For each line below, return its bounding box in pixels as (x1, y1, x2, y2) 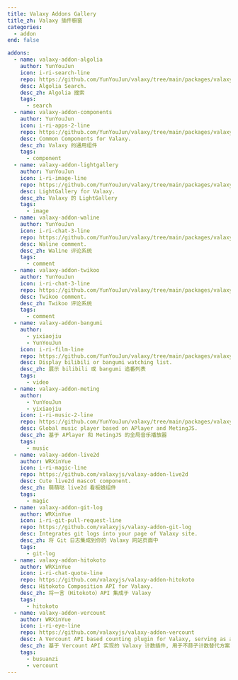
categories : (7, 23, 42, 30)
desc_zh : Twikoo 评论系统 (20, 300, 92, 307)
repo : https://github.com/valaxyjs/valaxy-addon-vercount (20, 629, 195, 636)
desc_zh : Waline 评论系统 (20, 247, 92, 254)
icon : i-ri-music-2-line (20, 412, 93, 419)
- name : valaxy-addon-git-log (13, 504, 103, 511)
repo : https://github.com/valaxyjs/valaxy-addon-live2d (20, 471, 189, 478)
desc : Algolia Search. (20, 82, 87, 89)
